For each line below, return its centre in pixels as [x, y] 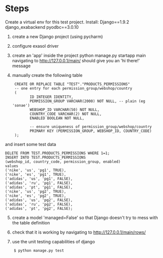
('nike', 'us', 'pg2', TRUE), [36, 191]
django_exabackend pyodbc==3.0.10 [42, 27]
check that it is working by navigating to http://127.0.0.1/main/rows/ [79, 232]
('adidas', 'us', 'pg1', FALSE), [39, 179]
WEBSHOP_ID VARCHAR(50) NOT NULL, [65, 110]
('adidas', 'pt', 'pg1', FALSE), [39, 187]
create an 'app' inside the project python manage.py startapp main [79, 55]
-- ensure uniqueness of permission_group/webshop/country [91, 127]
